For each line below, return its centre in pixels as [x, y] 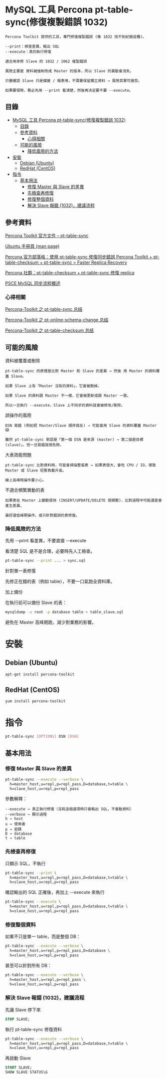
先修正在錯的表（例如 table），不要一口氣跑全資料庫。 [60, 581]
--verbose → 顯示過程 [26, 815]
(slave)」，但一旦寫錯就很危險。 [34, 445]
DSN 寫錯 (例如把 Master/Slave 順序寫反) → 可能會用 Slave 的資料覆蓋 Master [81, 426]
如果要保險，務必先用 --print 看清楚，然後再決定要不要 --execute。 [69, 90]
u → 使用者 [15, 824]
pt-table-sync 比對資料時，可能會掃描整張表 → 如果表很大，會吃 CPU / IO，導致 [81, 465]
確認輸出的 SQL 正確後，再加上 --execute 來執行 [55, 892]
